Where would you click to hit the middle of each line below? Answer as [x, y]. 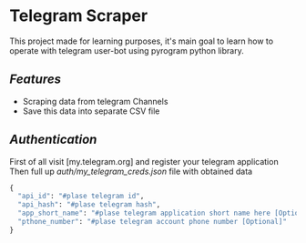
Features [36, 80]
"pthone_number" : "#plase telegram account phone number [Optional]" [152, 222]
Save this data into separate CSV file [91, 111]
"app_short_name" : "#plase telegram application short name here [144, 213]
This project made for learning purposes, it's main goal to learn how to [142, 41]
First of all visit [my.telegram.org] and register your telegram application [144, 161]
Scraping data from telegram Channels [95, 101]
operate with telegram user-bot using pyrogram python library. [127, 50]
